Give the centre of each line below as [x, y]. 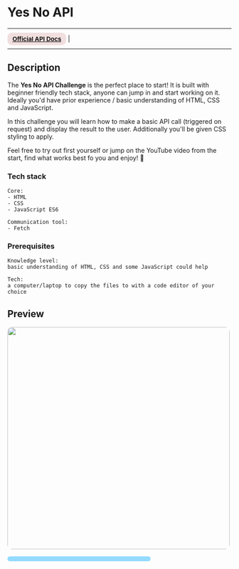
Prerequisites [31, 246]
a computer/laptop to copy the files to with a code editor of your [111, 286]
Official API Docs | [41, 38]
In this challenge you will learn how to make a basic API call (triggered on [115, 121]
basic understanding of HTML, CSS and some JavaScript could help [108, 267]
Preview [26, 314]
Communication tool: [38, 222]
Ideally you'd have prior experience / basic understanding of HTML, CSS [114, 100]
